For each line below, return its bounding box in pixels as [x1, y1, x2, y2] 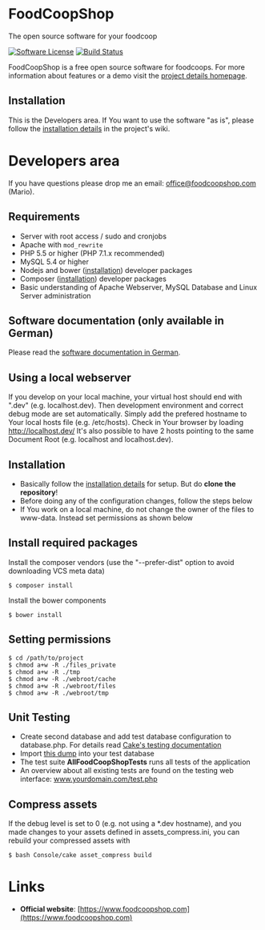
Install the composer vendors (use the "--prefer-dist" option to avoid [8, 557, 235, 567]
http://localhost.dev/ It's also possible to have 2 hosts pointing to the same [8, 426, 255, 436]
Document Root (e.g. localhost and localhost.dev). [8, 435, 174, 444]
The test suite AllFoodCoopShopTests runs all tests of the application [19, 757, 251, 767]
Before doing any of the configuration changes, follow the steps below [19, 495, 253, 505]
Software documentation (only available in [8, 314, 224, 327]
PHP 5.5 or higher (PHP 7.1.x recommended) [19, 248, 166, 258]
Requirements [8, 210, 80, 224]
